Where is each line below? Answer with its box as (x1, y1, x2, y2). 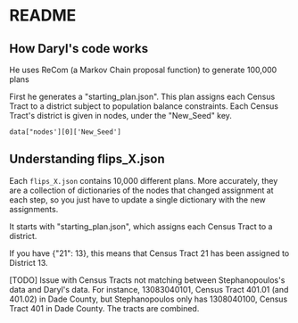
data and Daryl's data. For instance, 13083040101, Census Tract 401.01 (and (9, 284, 289, 294)
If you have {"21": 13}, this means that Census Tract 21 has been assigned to (9, 247, 290, 259)
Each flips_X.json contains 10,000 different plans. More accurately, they (9, 175, 278, 186)
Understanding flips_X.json (9, 152, 165, 167)
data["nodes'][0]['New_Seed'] (9, 128, 122, 137)
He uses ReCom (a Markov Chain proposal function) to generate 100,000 (9, 64, 277, 75)
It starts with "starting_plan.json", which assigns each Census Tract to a (9, 220, 273, 232)
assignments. (9, 203, 59, 214)
